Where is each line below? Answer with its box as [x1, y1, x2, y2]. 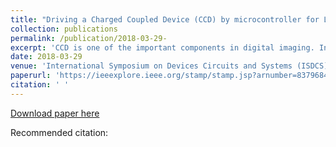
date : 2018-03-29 [10, 52, 83, 62]
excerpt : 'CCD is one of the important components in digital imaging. [10, 42, 315, 53]
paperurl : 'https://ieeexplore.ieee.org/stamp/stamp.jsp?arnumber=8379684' [10, 71, 333, 81]
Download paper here [10, 107, 100, 119]
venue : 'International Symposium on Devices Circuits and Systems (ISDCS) [10, 61, 329, 71]
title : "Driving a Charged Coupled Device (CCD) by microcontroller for [10, 14, 320, 25]
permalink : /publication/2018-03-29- [10, 33, 168, 43]
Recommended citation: [10, 126, 109, 138]
